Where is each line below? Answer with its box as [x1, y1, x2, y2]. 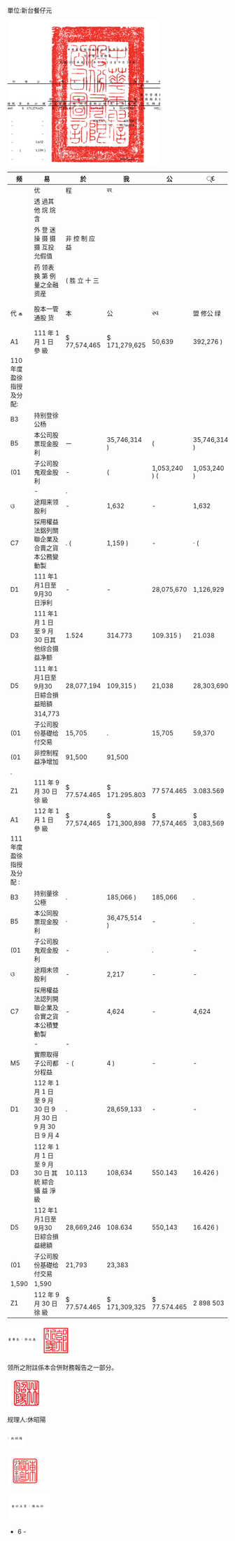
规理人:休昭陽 [7, 1416, 47, 1423]
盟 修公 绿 [192, 309, 222, 317]
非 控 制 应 [65, 234, 96, 243]
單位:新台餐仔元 [7, 6, 52, 14]
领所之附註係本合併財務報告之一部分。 [7, 1363, 117, 1371]
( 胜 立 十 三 [65, 276, 99, 284]
